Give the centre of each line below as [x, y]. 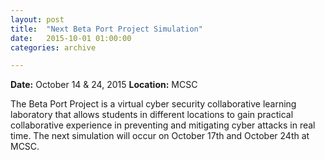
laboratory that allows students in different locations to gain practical [152, 115]
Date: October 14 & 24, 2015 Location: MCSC [104, 85]
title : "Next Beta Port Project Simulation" [106, 29]
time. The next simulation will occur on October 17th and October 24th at [160, 136]
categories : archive [53, 47]
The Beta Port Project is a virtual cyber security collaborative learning [153, 104]
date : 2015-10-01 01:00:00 [71, 38]
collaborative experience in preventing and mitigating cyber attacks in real [163, 125]
